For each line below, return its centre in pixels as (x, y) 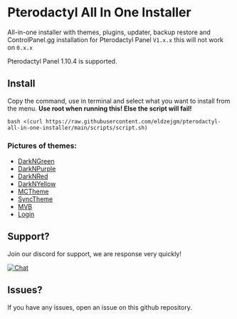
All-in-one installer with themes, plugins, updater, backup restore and (109, 32)
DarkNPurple (37, 169)
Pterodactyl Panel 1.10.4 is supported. (62, 61)
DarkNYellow (37, 184)
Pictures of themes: (42, 146)
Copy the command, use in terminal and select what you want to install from (119, 101)
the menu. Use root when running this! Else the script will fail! (100, 108)
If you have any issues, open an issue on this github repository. (100, 307)
